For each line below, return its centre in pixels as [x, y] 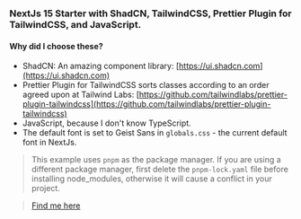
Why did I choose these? [56, 46]
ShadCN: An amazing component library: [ [101, 66]
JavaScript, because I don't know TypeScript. [106, 123]
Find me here [56, 206]
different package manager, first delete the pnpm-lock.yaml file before [160, 170]
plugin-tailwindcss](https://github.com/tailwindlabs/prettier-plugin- [146, 104]
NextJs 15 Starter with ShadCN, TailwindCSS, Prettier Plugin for [150, 13]
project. [45, 188]
